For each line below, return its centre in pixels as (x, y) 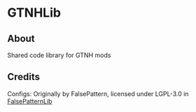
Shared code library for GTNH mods (59, 55)
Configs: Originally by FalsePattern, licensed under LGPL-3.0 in (98, 94)
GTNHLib (34, 13)
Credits (24, 77)
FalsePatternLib (30, 101)
